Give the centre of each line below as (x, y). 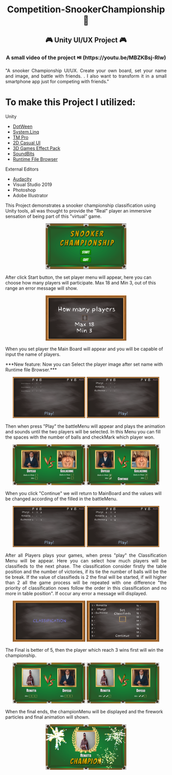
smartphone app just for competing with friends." (57, 81)
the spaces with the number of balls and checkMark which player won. (80, 437)
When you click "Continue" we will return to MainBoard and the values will (84, 494)
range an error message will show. (42, 288)
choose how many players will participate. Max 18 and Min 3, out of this (81, 282)
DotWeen (23, 126)
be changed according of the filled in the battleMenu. (61, 499)
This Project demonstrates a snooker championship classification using (81, 205)
